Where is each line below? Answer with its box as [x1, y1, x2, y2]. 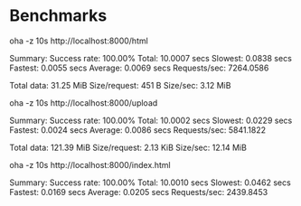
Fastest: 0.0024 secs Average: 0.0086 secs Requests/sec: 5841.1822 [9, 124, 267, 136]
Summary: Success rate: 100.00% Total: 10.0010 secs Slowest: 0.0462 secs [9, 177, 291, 188]
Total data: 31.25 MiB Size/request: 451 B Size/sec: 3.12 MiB [9, 80, 231, 90]
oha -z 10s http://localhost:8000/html [9, 35, 149, 46]
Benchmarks [9, 5, 108, 26]
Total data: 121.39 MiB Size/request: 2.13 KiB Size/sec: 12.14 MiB [9, 142, 247, 153]
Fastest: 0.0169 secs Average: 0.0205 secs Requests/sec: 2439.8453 [9, 186, 268, 197]
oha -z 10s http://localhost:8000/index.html [9, 159, 171, 170]
